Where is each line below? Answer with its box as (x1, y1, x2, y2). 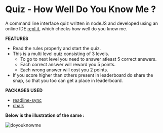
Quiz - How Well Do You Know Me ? (5, 4, 156, 15)
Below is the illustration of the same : (5, 112, 85, 118)
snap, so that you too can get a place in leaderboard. (12, 77, 123, 83)
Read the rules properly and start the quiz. (12, 45, 101, 51)
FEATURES (5, 35, 29, 41)
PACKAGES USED (5, 87, 43, 93)
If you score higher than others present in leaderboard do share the (12, 72, 153, 78)
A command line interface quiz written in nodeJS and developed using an (5, 20, 158, 26)
